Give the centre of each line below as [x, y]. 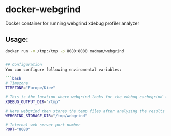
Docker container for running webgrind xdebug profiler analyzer [73, 23]
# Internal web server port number [43, 125]
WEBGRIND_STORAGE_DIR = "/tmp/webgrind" [46, 116]
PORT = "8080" [18, 130]
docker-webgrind [43, 9]
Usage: [17, 39]
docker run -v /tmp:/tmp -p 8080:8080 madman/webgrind [65, 51]
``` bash [13, 79]
